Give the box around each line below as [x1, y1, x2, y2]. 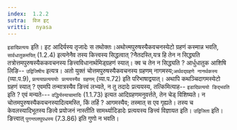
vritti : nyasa [7, 23, 52, 30]
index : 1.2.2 [7, 10, 50, 18]
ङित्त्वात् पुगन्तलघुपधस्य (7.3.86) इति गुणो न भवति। [7, 114, 120, 123]
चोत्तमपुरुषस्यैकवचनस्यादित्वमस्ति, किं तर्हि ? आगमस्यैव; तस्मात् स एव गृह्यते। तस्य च [7, 98, 194, 107]
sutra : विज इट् [7, 17, 50, 24]
